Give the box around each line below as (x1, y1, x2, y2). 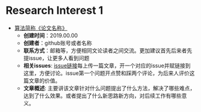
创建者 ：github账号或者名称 (23, 39, 93, 46)
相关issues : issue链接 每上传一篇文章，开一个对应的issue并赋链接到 (23, 61, 191, 69)
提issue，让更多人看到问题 (23, 54, 90, 61)
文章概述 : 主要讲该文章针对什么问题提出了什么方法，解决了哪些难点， (23, 84, 196, 92)
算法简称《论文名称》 (14, 24, 67, 31)
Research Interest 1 (5, 4, 104, 17)
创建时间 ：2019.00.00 (23, 31, 78, 39)
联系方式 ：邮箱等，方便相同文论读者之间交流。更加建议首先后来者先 (23, 46, 193, 54)
